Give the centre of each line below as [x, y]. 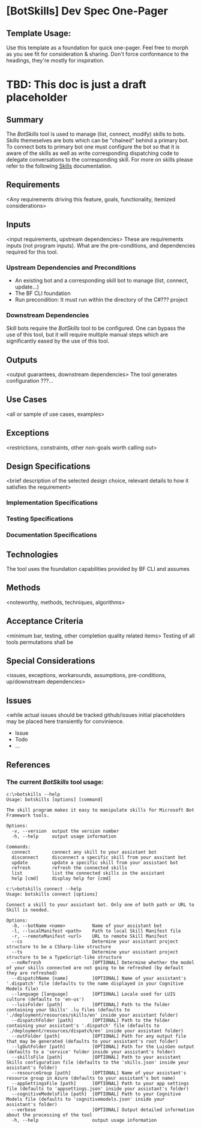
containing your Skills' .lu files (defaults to [68, 1010]
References [28, 765]
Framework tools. [28, 815]
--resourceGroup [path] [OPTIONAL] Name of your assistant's [99, 1073]
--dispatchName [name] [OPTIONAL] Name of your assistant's [99, 978]
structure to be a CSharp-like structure [59, 947]
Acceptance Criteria [45, 621]
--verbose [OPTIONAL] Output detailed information [103, 1110]
